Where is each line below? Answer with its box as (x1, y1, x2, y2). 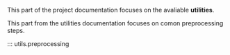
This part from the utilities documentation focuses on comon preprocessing (7, 19, 224, 27)
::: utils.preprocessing (7, 40, 69, 47)
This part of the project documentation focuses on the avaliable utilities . (7, 6, 215, 14)
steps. (7, 27, 25, 34)
